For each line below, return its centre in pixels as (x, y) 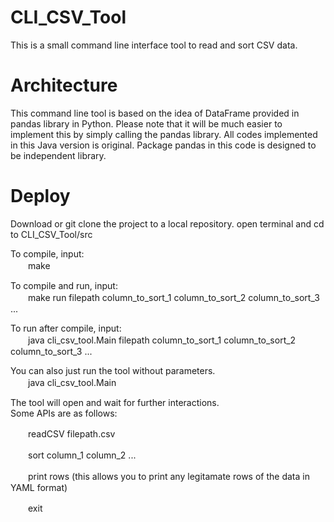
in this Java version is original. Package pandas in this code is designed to (163, 145)
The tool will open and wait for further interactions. (115, 402)
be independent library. (58, 155)
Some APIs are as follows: (64, 413)
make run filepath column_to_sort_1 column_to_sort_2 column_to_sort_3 (173, 297)
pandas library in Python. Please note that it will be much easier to (146, 123)
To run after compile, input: (66, 328)
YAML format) (39, 487)
